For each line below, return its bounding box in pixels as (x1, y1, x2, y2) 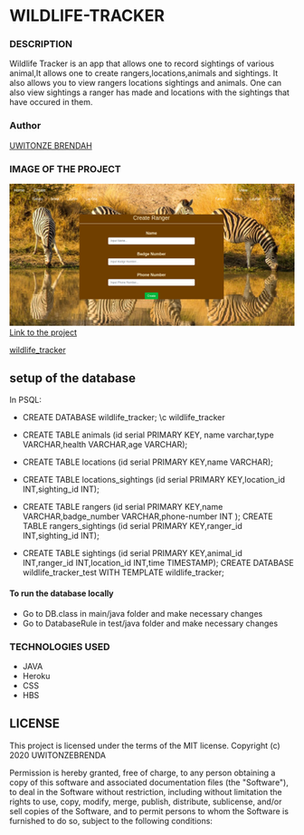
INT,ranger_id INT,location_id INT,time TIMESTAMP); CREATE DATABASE (22, 558, 294, 569)
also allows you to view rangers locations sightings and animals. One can (9, 78, 282, 89)
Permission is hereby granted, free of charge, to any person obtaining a (9, 767, 276, 778)
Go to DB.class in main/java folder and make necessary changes (22, 608, 263, 619)
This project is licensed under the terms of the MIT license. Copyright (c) (9, 740, 280, 751)
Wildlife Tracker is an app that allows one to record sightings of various (9, 58, 274, 69)
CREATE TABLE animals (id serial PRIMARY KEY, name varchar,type (22, 429, 274, 440)
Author (9, 120, 42, 132)
